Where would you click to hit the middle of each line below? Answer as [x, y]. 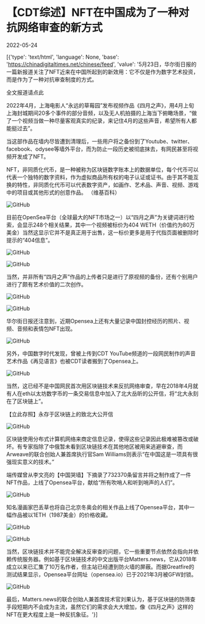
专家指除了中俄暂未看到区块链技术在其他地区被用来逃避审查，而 [103, 446]
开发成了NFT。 [30, 156]
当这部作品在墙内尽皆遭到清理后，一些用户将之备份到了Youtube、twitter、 [100, 141]
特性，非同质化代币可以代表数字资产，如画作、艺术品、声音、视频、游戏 [108, 184]
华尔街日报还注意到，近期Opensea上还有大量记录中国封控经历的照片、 [95, 321]
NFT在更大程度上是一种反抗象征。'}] [52, 614]
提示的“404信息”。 [30, 240]
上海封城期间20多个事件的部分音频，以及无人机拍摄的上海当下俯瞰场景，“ [99, 113]
